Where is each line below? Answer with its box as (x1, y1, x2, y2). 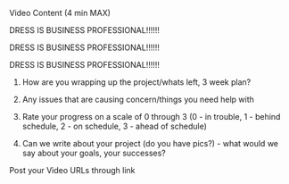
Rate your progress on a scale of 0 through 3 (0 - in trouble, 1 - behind (21, 112, 281, 121)
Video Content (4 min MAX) (9, 8, 111, 18)
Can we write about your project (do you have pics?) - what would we (21, 138, 279, 148)
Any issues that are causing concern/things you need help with (21, 94, 254, 105)
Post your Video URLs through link (9, 165, 136, 175)
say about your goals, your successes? (21, 147, 167, 158)
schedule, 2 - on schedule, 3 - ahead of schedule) (21, 121, 208, 131)
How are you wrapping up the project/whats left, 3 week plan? (21, 77, 252, 88)
